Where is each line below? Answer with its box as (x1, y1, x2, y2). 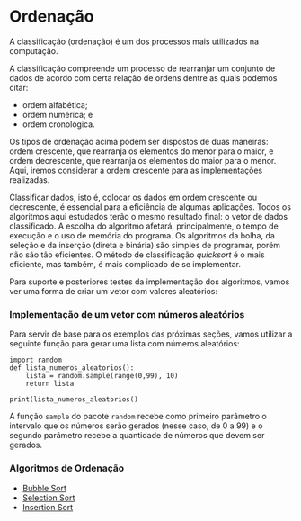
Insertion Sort (22, 501, 74, 512)
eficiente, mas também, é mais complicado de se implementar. (9, 258, 241, 269)
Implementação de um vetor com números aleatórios (9, 308, 245, 320)
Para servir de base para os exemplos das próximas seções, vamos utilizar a (9, 328, 293, 339)
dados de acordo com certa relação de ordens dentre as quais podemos (9, 72, 278, 83)
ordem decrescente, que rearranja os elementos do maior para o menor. (9, 155, 277, 166)
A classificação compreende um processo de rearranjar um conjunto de (9, 63, 276, 74)
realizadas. (9, 174, 50, 185)
